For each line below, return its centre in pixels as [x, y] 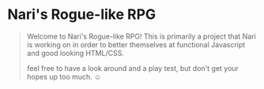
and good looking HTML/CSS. [75, 53]
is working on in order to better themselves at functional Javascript [136, 44]
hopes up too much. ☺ [64, 76]
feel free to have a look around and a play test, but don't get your [132, 68]
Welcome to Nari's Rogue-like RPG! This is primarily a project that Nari [141, 36]
